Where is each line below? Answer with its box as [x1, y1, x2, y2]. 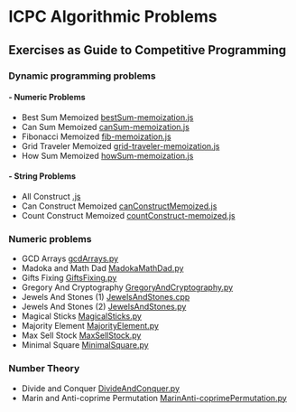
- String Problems [8, 171, 77, 182]
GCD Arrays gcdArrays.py [21, 253, 119, 264]
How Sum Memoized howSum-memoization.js [21, 150, 194, 161]
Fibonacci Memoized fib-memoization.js [21, 131, 172, 142]
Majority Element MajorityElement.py [21, 321, 160, 332]
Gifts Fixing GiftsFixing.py [21, 273, 117, 284]
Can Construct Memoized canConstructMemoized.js [21, 201, 217, 211]
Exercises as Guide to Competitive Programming [8, 42, 287, 58]
